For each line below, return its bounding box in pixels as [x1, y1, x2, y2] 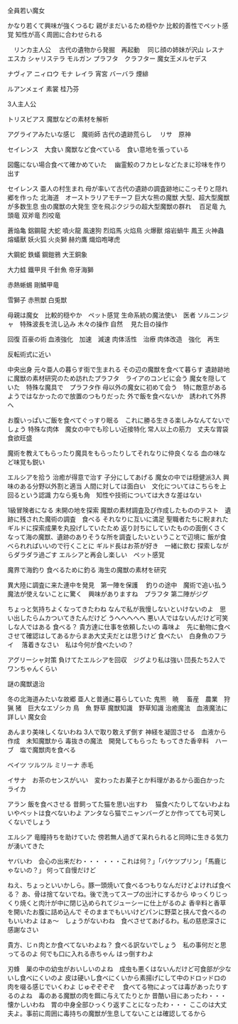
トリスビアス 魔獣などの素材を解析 [7, 115, 109, 123]
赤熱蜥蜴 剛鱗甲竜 [7, 281, 59, 289]
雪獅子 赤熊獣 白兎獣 [7, 296, 67, 304]
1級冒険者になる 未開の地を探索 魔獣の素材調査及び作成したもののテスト [7, 506, 219, 514]
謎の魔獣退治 [7, 680, 45, 688]
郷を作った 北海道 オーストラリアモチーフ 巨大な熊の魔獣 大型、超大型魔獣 [7, 193, 230, 202]
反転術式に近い [7, 350, 51, 358]
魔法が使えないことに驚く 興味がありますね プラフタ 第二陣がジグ [7, 590, 208, 598]
